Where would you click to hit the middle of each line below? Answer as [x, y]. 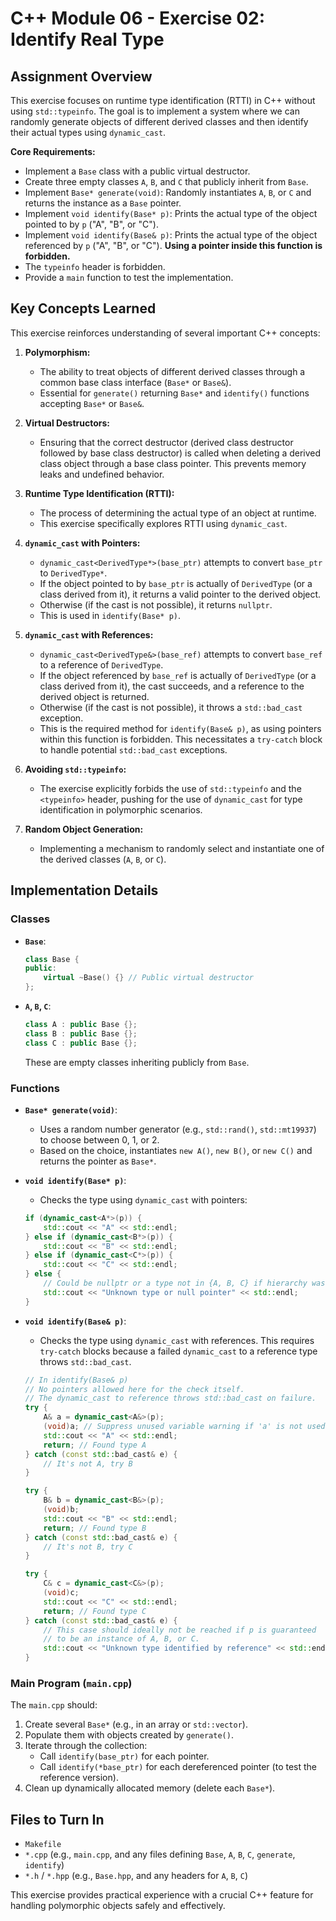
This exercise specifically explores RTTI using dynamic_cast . [163, 523]
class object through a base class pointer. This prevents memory [173, 463]
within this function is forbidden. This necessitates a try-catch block [181, 739]
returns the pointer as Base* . [98, 1161]
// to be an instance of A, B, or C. [121, 1639]
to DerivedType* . [73, 573]
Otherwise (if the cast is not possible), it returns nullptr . [156, 604]
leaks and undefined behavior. [102, 474]
